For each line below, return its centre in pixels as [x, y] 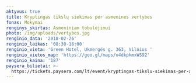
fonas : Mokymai [24, 22]
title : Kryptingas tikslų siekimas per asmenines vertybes [79, 17]
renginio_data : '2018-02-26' [41, 39]
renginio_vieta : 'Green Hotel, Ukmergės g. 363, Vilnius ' [79, 50]
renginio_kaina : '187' [34, 60]
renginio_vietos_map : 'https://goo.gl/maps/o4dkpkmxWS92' [78, 55]
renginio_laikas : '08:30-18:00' [45, 44]
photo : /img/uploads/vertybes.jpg [48, 33]
